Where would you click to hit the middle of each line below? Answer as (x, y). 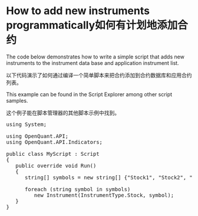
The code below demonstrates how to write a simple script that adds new (95, 57)
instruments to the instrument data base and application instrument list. (93, 63)
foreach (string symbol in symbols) (77, 189)
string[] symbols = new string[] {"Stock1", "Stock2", (105, 177)
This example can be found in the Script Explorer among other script (89, 94)
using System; (27, 124)
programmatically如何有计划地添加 (92, 25)
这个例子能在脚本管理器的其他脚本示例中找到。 (63, 113)
